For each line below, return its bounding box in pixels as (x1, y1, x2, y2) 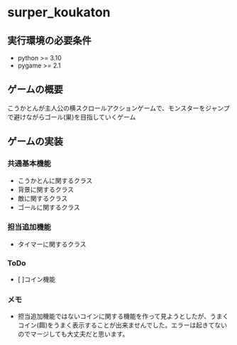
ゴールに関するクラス (17, 203, 80, 211)
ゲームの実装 (7, 136, 64, 148)
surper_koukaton (7, 4, 111, 21)
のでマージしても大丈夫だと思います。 (17, 330, 129, 339)
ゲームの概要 (7, 83, 64, 96)
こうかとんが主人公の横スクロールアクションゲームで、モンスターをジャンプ (7, 104, 230, 112)
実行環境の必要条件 (7, 34, 92, 46)
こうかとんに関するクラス (17, 176, 93, 185)
